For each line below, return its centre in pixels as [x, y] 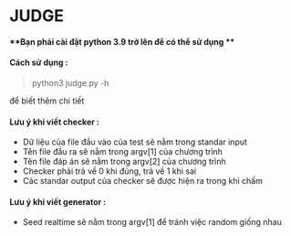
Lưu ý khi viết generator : [58, 201]
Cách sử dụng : [39, 63]
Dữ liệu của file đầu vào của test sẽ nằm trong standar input [135, 142]
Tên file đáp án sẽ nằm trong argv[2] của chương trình [124, 162]
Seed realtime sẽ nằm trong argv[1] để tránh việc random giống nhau [152, 222]
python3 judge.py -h [70, 82]
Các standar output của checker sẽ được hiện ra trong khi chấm [142, 181]
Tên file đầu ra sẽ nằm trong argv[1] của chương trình [123, 152]
